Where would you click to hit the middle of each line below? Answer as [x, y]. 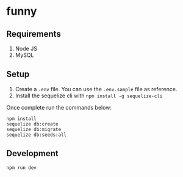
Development [33, 153]
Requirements [34, 34]
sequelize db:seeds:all [37, 135]
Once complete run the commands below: [59, 107]
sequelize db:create [33, 124]
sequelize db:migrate [34, 129]
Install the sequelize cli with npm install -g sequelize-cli [89, 96]
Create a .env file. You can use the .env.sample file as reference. [96, 89]
